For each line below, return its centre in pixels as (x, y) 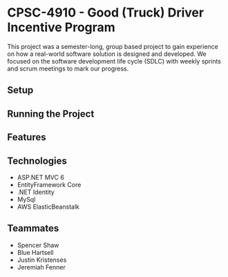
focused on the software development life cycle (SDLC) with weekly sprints (114, 61)
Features (27, 137)
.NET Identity (36, 192)
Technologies (37, 161)
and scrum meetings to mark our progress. (68, 68)
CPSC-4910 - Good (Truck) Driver (106, 13)
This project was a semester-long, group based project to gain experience (113, 46)
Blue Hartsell (35, 252)
